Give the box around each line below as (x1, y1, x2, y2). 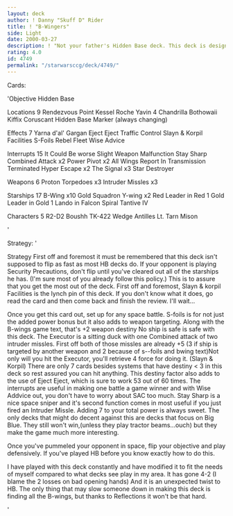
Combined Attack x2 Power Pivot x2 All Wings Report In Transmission (7, 157, 206, 165)
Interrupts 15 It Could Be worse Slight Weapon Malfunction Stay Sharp (7, 149, 207, 158)
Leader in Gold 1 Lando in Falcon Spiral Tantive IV (7, 199, 148, 207)
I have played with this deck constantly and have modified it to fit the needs (7, 463, 223, 471)
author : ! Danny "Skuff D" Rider (7, 17, 104, 24)
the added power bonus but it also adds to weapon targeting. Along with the (7, 317, 225, 326)
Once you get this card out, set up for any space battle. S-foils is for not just (7, 310, 224, 318)
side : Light (7, 29, 42, 37)
